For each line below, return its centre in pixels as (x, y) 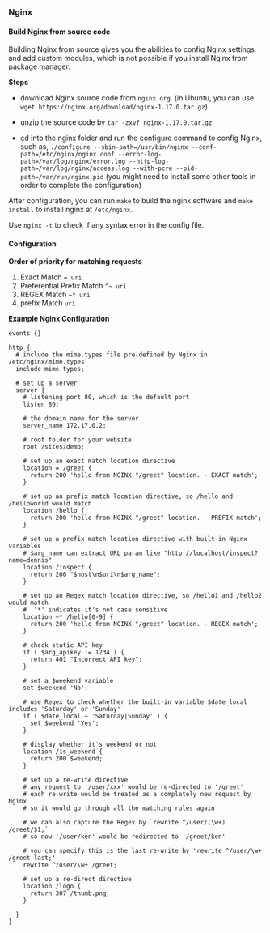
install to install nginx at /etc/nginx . (71, 210)
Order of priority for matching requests (76, 262)
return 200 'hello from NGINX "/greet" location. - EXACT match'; (144, 475)
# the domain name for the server (81, 419)
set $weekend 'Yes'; (64, 723)
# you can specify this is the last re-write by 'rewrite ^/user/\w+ (143, 851)
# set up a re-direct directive (77, 880)
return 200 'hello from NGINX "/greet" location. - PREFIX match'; (146, 518)
